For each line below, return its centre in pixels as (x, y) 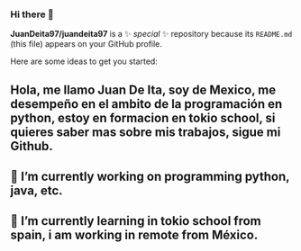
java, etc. (36, 191)
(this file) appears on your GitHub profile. (87, 44)
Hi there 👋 (32, 14)
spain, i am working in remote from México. (134, 235)
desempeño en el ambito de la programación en (146, 104)
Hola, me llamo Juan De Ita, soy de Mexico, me (143, 90)
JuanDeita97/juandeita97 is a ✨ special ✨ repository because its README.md (151, 34)
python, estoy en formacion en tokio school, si (143, 117)
